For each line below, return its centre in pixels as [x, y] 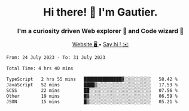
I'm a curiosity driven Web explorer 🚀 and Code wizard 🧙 [100, 31]
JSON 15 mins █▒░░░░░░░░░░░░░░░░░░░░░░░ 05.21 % [92, 101]
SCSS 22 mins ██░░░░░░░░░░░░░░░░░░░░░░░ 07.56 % [92, 90]
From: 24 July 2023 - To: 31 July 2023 [56, 58]
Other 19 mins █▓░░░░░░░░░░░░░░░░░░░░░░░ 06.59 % [92, 96]
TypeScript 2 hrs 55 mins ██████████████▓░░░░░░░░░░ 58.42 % [92, 79]
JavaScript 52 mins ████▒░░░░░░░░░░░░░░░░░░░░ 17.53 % [92, 85]
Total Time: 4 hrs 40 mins [40, 68]
